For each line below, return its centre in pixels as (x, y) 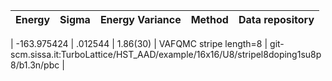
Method (209, 19)
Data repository (276, 19)
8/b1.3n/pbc (35, 65)
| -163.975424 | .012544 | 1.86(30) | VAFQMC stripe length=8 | (139, 43)
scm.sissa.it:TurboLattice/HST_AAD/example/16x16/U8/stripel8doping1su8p (166, 54)
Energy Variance (140, 19)
